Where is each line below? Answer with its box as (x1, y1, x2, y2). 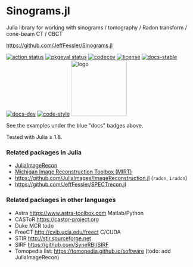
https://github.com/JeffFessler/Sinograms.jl (6, 42, 113, 49)
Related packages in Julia (6, 148, 82, 156)
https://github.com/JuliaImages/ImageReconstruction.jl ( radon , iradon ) (14, 175, 188, 182)
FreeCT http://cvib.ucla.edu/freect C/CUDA (14, 228, 121, 235)
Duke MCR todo (14, 222, 54, 229)
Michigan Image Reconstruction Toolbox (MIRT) (14, 168, 132, 175)
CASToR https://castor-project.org (14, 216, 99, 223)
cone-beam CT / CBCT (6, 30, 63, 37)
